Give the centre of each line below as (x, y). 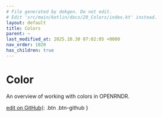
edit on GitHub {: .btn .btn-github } (47, 107)
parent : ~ (18, 34)
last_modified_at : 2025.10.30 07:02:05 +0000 (63, 39)
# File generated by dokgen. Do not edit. (59, 12)
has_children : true (30, 50)
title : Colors (24, 28)
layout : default (26, 23)
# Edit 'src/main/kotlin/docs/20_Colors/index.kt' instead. (82, 17)
